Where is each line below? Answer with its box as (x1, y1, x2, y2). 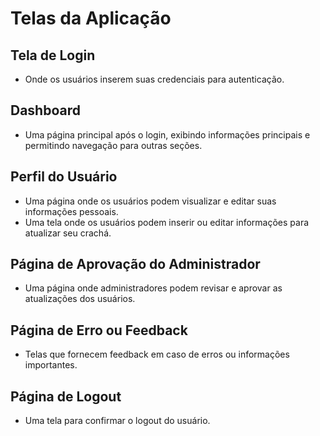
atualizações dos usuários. (24, 293, 136, 305)
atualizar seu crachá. (24, 227, 112, 239)
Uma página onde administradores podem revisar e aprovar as (24, 282, 283, 294)
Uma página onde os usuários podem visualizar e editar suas (24, 195, 277, 207)
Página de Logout (10, 388, 122, 405)
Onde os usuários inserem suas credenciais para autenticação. (24, 73, 285, 85)
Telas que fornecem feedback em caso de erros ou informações (24, 348, 290, 361)
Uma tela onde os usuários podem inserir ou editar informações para (24, 216, 310, 228)
